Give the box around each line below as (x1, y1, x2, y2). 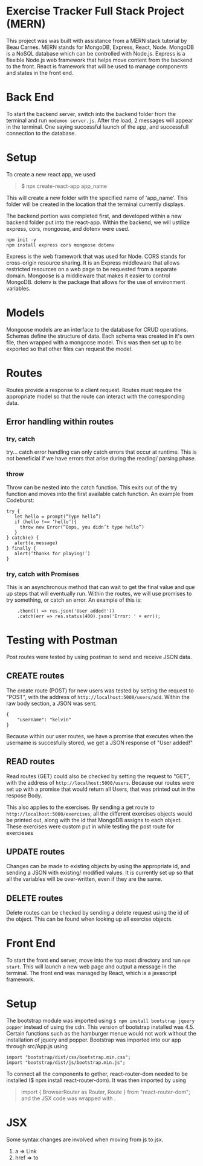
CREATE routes (6, 671, 65, 681)
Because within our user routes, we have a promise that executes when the (6, 732, 193, 739)
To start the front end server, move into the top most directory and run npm (6, 956, 191, 964)
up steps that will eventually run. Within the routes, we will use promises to (6, 590, 192, 597)
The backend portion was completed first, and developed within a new (6, 212, 182, 219)
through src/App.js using (6, 1043, 68, 1050)
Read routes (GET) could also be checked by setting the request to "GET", (6, 772, 190, 780)
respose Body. (6, 791, 42, 799)
